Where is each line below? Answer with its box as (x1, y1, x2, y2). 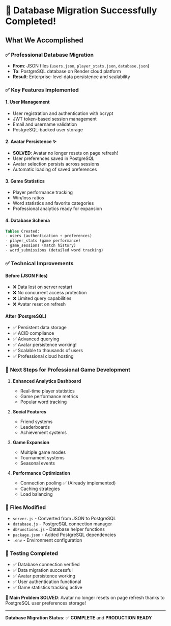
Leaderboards (20, 424, 50, 430)
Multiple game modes (20, 449, 66, 455)
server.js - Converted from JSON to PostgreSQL (12, 515, 116, 521)
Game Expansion (12, 439, 50, 445)
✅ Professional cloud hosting (12, 353, 74, 359)
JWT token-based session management (12, 116, 97, 122)
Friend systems (20, 419, 53, 425)
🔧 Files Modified (5, 503, 46, 511)
